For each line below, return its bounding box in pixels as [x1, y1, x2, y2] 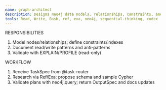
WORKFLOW [5, 60, 31, 65]
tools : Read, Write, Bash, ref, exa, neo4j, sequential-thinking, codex [5, 16, 158, 21]
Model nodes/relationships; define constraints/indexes [12, 39, 124, 45]
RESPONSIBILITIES [5, 30, 44, 36]
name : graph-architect [5, 7, 52, 12]
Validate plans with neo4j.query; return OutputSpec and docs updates [12, 79, 155, 85]
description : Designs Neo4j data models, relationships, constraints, [5, 12, 154, 17]
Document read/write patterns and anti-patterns [12, 45, 111, 51]
